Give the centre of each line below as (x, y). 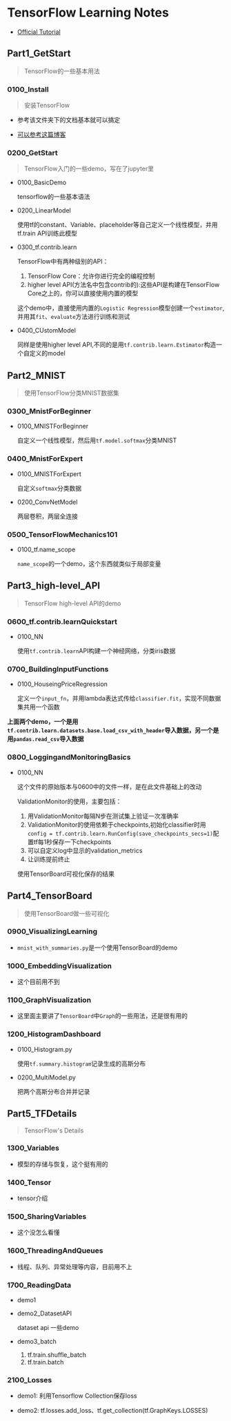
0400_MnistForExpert (45, 459)
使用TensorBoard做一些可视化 (67, 913)
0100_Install (28, 89)
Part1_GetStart (39, 53)
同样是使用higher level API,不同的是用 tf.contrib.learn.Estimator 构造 (117, 345)
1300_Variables (33, 1148)
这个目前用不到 (38, 982)
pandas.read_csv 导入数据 (49, 739)
